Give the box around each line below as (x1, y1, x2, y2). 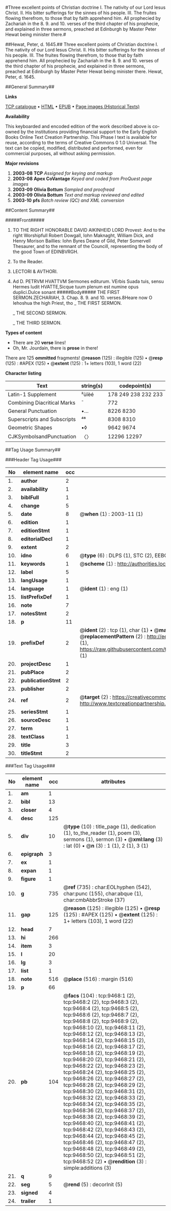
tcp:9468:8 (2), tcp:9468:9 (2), (63, 1018, 139, 1025)
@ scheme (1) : (79, 560, 116, 567)
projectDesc (21, 660, 51, 668)
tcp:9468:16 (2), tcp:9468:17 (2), (63, 1043, 146, 1050)
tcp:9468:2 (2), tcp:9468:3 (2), (63, 999, 139, 1005)
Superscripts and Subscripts (8, 416, 76, 423)
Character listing (5, 370, 42, 376)
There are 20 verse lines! (12, 339, 66, 345)
